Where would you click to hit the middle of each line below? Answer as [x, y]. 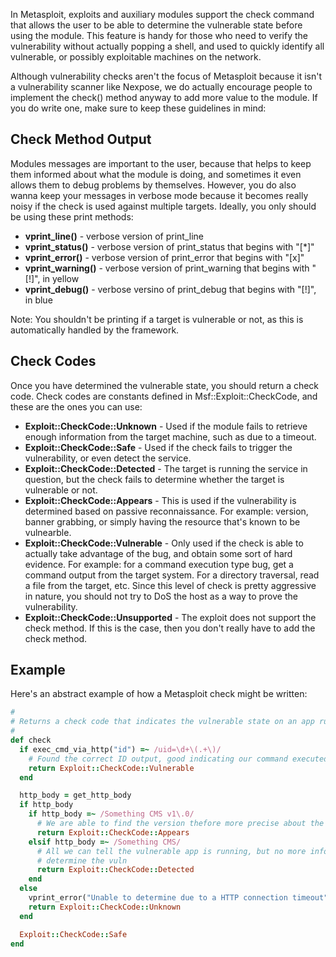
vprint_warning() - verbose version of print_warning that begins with [167, 268]
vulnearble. [48, 532]
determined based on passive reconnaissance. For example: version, [166, 511]
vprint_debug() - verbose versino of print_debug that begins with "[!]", [170, 289]
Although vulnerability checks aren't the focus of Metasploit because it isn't [166, 76]
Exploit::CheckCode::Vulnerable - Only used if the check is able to [164, 543]
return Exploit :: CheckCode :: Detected [115, 870]
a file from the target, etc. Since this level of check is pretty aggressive [170, 585]
